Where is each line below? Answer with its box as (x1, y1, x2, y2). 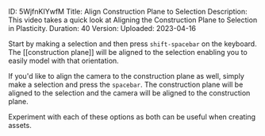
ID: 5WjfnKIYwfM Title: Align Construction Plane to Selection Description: (8, 7, 248, 16)
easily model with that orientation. (8, 56, 119, 65)
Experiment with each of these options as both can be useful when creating (8, 112, 256, 122)
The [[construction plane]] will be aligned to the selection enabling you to (8, 48, 248, 56)
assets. (8, 121, 32, 130)
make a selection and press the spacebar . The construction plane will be (8, 80, 244, 89)
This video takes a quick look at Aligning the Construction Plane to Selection (8, 15, 258, 25)
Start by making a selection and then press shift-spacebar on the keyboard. (8, 39, 257, 49)
